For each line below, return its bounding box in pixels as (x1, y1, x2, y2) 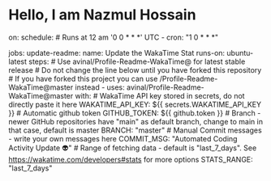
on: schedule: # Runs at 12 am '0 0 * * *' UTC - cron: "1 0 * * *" (8, 32, 219, 42)
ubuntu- (226, 48, 254, 57)
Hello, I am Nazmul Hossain (8, 6, 196, 24)
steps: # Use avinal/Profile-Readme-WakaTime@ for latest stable (28, 57, 246, 66)
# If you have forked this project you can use (8, 74, 158, 83)
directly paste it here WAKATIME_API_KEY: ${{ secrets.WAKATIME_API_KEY (8, 99, 262, 109)
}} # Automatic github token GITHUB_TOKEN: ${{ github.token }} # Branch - (8, 107, 261, 118)
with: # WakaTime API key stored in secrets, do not (75, 90, 245, 100)
